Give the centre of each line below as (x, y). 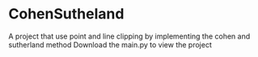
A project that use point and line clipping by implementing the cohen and (129, 36)
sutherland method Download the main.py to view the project (110, 44)
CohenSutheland (66, 14)
